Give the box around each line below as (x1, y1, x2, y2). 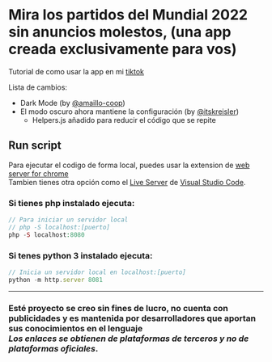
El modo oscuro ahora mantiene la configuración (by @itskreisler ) (19, 107, 240, 116)
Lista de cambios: (8, 82, 67, 92)
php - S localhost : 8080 (8, 230, 85, 239)
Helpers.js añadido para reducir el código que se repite (32, 115, 216, 124)
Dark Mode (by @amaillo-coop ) (19, 98, 125, 107)
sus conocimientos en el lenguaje (8, 322, 143, 334)
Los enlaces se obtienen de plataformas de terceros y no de (8, 333, 249, 344)
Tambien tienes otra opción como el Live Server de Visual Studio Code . (8, 177, 246, 187)
